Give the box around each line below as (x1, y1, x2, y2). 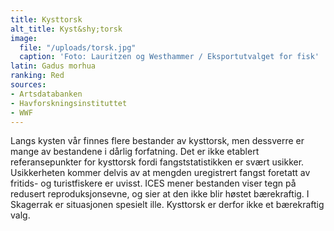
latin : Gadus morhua (10, 61, 97, 71)
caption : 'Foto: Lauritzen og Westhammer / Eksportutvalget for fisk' (19, 52, 320, 62)
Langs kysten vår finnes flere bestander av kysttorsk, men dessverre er (10, 135, 305, 147)
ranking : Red (10, 71, 65, 81)
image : (10, 33, 38, 43)
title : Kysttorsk (10, 14, 83, 25)
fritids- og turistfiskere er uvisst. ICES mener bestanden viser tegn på (10, 177, 297, 190)
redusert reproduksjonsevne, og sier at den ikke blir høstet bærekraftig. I (10, 188, 310, 200)
